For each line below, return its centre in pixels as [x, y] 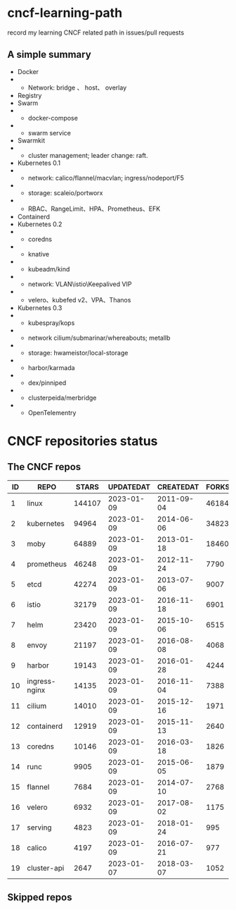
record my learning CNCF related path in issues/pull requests [96, 32]
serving [39, 828]
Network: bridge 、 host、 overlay [77, 87]
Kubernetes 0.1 [39, 163]
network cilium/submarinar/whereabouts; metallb [99, 338]
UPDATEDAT [129, 486]
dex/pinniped [47, 383]
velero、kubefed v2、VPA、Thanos [79, 300]
